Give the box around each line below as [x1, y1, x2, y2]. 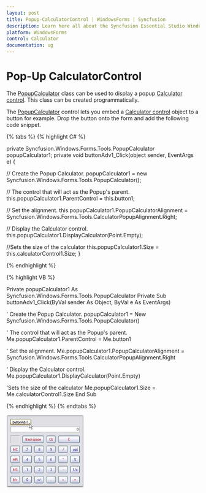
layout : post [6, 10, 40, 16]
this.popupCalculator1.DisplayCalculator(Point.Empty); [6, 231, 143, 239]
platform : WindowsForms [6, 29, 67, 36]
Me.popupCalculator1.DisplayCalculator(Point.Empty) [6, 372, 141, 380]
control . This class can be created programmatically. [6, 96, 139, 104]
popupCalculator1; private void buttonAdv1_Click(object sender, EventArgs [6, 151, 194, 159]
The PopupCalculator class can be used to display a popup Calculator [6, 90, 183, 97]
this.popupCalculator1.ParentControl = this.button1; [6, 194, 135, 202]
